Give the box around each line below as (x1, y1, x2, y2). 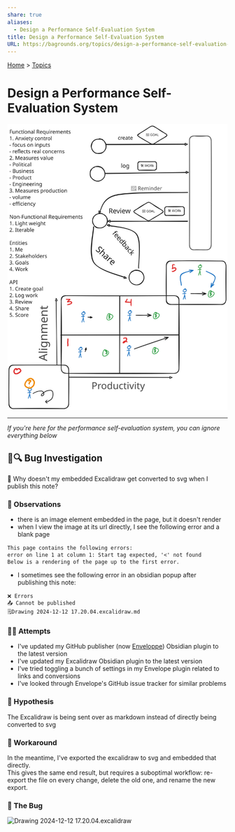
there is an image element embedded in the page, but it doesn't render (17, 515, 222, 524)
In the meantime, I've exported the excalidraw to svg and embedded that (7, 754, 217, 762)
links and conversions (17, 672, 80, 680)
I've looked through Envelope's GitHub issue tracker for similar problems (17, 679, 227, 688)
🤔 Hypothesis (7, 697, 54, 707)
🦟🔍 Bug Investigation (7, 452, 103, 465)
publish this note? (7, 481, 58, 490)
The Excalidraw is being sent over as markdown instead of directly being (7, 712, 217, 721)
